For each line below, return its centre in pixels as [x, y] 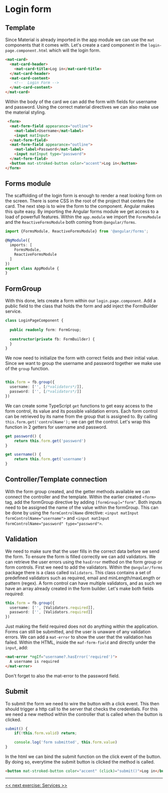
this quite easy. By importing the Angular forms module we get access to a [82, 212]
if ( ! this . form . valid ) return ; [46, 733]
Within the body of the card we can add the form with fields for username [81, 102]
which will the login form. [75, 50]
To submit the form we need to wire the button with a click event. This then [82, 703]
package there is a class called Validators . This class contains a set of [78, 572]
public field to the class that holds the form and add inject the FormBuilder [81, 306]
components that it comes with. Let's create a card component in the [76, 45]
